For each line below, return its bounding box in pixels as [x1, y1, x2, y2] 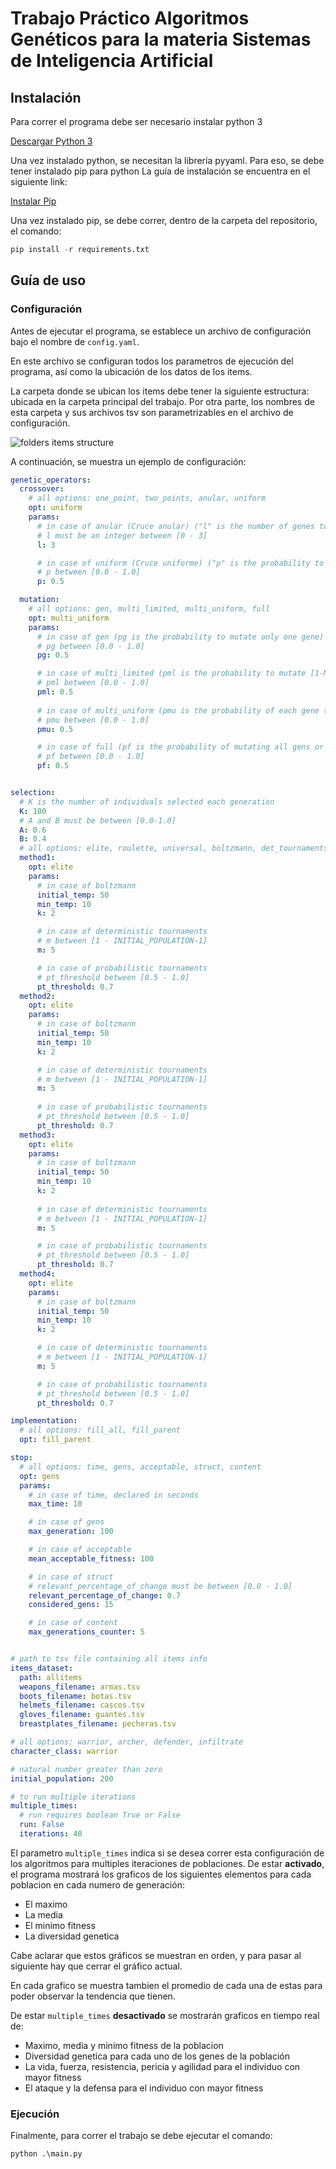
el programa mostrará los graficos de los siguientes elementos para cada [10, 1868, 312, 1880]
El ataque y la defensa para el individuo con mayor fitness [24, 2082, 264, 2094]
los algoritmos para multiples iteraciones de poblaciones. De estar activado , [10, 1857, 325, 1869]
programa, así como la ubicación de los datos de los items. [10, 365, 253, 377]
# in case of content [28, 1618, 118, 1628]
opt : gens [19, 1471, 60, 1481]
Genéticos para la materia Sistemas [10, 28, 312, 51]
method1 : [19, 853, 56, 863]
